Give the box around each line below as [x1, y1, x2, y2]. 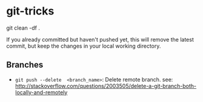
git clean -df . [6, 24, 41, 31]
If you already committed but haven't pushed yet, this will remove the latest [6, 36, 194, 43]
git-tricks [6, 4, 55, 18]
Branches [6, 60, 44, 70]
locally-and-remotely [15, 89, 68, 96]
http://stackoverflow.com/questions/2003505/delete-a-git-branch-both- [15, 82, 197, 89]
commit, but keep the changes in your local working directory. [6, 42, 161, 49]
